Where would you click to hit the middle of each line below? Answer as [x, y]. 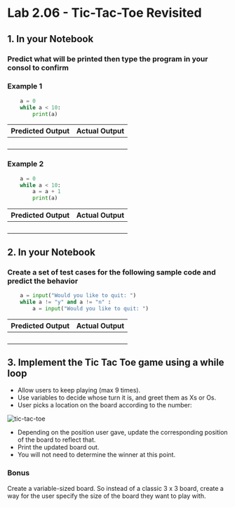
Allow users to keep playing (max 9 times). [79, 390]
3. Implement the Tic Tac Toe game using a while [116, 362]
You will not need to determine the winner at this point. [96, 455]
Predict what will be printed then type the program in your [108, 59]
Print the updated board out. [58, 447]
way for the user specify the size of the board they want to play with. [107, 496]
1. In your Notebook [51, 39]
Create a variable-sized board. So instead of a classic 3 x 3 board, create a [116, 488]
